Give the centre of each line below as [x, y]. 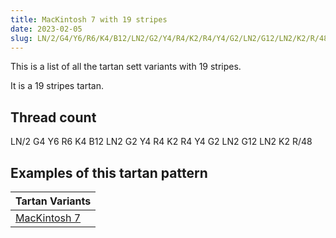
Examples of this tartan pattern [109, 172]
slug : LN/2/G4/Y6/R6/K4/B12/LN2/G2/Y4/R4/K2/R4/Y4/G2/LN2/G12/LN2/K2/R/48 [169, 38]
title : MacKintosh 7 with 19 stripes [89, 19]
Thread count [53, 117]
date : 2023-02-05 [46, 29]
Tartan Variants [53, 201]
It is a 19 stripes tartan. [57, 86]
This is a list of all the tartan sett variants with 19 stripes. [126, 67]
